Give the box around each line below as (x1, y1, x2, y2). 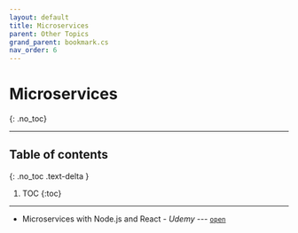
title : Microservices (9, 21, 90, 30)
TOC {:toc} (21, 188, 62, 198)
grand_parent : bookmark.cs (9, 37, 109, 47)
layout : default (9, 12, 69, 22)
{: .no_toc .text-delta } (9, 170, 90, 182)
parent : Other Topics (9, 29, 90, 38)
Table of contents (9, 147, 108, 162)
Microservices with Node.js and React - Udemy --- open (21, 214, 226, 224)
